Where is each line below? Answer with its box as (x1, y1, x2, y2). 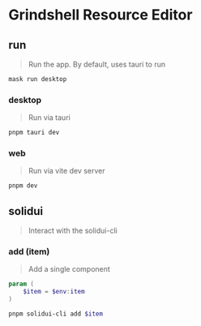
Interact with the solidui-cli (28, 225, 118, 236)
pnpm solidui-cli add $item (8, 310, 104, 318)
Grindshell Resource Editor (8, 6, 193, 24)
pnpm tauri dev (8, 128, 60, 137)
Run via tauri (28, 113, 71, 122)
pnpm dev (8, 182, 38, 190)
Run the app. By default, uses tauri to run (28, 59, 166, 69)
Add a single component (28, 264, 111, 274)
